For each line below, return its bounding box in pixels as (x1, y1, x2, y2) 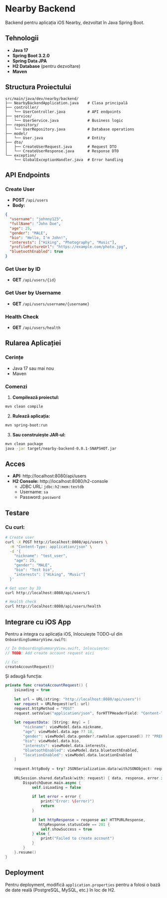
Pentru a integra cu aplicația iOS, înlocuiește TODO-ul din (5, 631, 123, 637)
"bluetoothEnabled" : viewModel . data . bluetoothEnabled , (23, 748, 139, 753)
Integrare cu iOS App (5, 618, 71, 626)
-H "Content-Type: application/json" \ (9, 544, 92, 549)
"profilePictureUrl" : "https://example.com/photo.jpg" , (9, 244, 128, 249)
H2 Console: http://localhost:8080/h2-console (12, 478, 108, 484)
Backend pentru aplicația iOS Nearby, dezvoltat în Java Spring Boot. (5, 19, 145, 25)
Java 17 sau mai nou (12, 365, 54, 371)
